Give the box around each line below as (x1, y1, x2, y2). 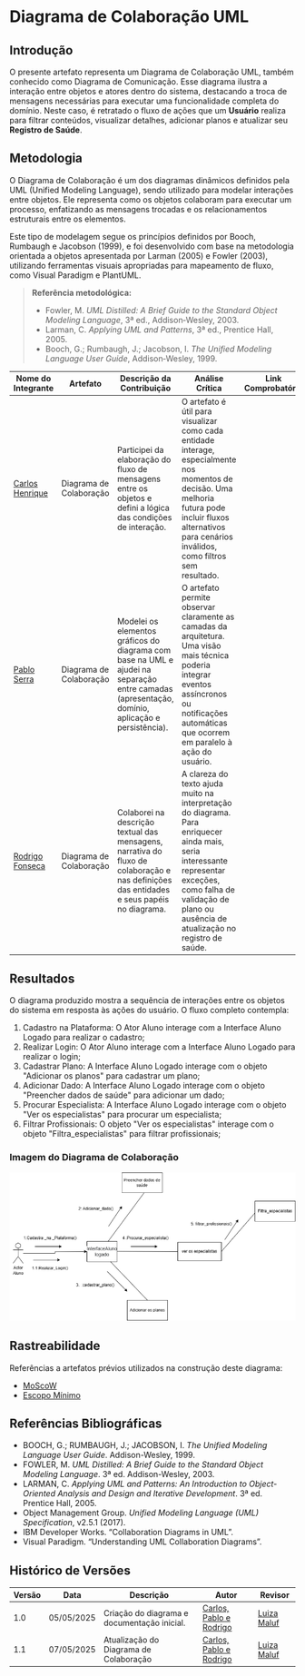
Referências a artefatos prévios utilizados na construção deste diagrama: (9, 1362, 283, 1373)
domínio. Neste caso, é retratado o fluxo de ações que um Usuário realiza (9, 105, 286, 115)
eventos (181, 678, 212, 689)
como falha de (181, 884, 236, 895)
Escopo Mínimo (22, 1389, 82, 1400)
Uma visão (181, 640, 221, 651)
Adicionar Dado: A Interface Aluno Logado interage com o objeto (22, 1080, 266, 1091)
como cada (181, 425, 224, 436)
